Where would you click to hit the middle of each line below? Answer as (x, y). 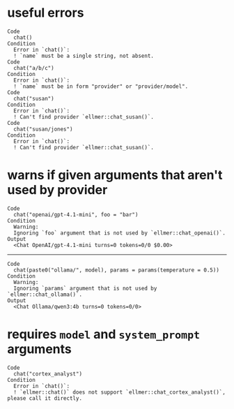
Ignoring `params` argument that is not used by (85, 288)
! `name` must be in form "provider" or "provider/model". (101, 86)
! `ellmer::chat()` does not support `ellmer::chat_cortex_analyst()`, (120, 392)
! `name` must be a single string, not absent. (84, 56)
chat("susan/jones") (43, 129)
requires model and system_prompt (104, 335)
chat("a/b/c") (34, 68)
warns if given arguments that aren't (115, 175)
